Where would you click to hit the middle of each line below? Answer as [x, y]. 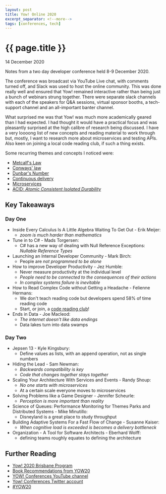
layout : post [19, 10]
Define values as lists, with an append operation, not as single [83, 353]
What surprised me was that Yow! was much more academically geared [78, 117]
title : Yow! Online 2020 [31, 14]
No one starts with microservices [54, 385]
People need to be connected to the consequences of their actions [88, 277]
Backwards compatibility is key [52, 369]
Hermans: [22, 293]
